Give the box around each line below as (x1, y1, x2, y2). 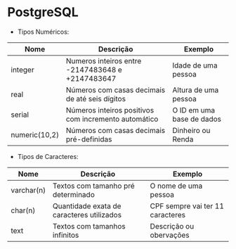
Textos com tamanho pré (52, 181, 135, 191)
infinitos (52, 230, 79, 240)
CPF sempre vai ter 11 (150, 201, 225, 211)
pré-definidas (65, 134, 112, 144)
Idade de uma (171, 60, 218, 70)
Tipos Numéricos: (17, 27, 70, 36)
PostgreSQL (7, 4, 79, 20)
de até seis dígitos (65, 94, 126, 103)
